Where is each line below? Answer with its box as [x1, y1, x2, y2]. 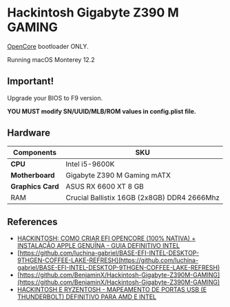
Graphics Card [10, 181, 59, 191]
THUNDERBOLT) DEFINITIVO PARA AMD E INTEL [17, 293, 157, 301]
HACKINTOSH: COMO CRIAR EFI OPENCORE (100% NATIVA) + [17, 234, 196, 242]
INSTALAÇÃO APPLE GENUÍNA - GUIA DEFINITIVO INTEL [17, 242, 180, 250]
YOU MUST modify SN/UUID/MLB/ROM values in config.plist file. [7, 107, 196, 115]
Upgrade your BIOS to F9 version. [7, 94, 103, 102]
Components [12, 147, 57, 157]
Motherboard [10, 170, 55, 180]
